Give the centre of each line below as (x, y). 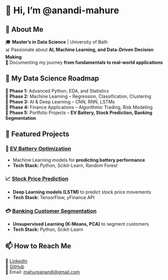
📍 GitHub (15, 266)
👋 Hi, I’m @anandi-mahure (62, 10)
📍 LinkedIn (16, 261)
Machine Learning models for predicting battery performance (79, 160)
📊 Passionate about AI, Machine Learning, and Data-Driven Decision (79, 50)
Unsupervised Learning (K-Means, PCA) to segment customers (81, 224)
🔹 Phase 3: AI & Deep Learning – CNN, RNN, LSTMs (60, 101)
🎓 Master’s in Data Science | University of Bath (57, 42)
